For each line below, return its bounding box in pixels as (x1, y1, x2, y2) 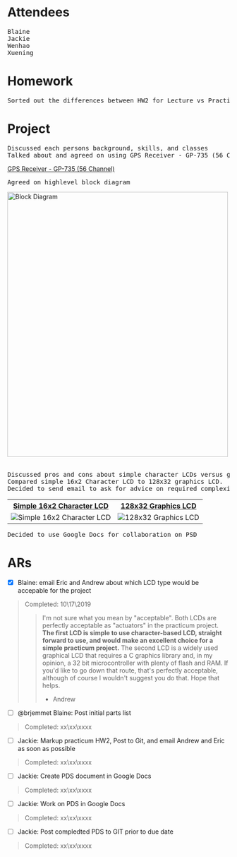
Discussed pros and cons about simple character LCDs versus (7, 471, 224, 478)
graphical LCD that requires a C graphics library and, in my (42, 651, 213, 659)
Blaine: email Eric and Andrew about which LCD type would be (17, 578, 200, 586)
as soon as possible (17, 744, 75, 752)
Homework (7, 73, 73, 89)
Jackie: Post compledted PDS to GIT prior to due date (17, 827, 174, 836)
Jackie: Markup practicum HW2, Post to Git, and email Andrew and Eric (17, 736, 225, 745)
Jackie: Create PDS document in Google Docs (17, 772, 152, 780)
